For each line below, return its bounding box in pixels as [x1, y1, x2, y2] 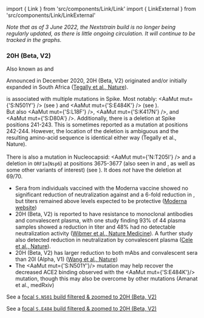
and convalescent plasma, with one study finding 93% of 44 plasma [15, 217, 186, 224]
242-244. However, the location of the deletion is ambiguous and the [6, 128, 179, 135]
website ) [15, 204, 38, 212]
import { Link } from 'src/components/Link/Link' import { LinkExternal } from [6, 5, 196, 12]
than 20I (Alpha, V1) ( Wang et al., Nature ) [15, 255, 118, 263]
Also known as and [6, 65, 54, 72]
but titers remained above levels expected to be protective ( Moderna [15, 198, 187, 205]
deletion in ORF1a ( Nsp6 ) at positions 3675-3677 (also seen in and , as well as [6, 160, 195, 167]
